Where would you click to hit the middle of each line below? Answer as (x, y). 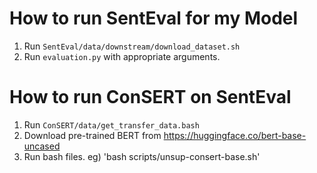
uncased (42, 146)
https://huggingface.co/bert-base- (235, 135)
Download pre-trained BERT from (92, 135)
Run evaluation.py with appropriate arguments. (122, 56)
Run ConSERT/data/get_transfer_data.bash (111, 124)
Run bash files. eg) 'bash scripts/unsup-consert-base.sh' (142, 156)
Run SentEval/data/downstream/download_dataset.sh (132, 46)
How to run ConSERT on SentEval (150, 97)
